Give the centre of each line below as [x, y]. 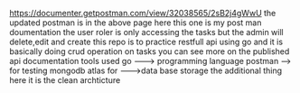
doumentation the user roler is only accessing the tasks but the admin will [146, 32]
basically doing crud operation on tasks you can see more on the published [150, 51]
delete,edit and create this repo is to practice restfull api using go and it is [146, 42]
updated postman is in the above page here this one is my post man [136, 23]
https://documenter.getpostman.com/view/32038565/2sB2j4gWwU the [143, 13]
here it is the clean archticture [65, 80]
